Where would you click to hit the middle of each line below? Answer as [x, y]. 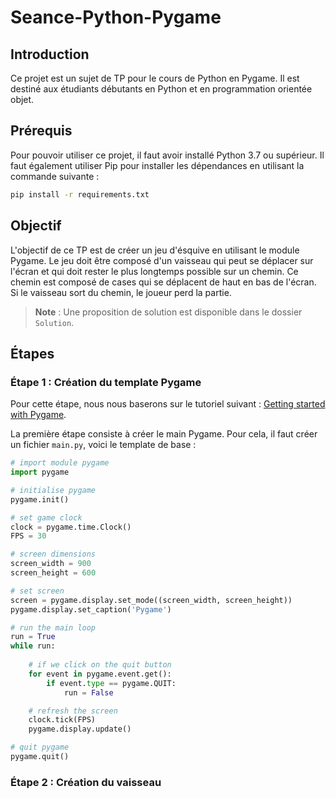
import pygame [40, 472]
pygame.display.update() [80, 729]
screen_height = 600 [53, 573]
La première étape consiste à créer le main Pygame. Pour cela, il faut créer [164, 434]
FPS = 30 [28, 536]
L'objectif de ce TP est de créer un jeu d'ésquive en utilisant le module [155, 250]
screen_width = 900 [51, 564]
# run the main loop [53, 627]
